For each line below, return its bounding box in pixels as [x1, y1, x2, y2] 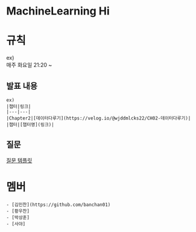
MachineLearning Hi [6, 4, 110, 18]
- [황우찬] [6, 208, 30, 214]
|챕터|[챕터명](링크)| [6, 121, 54, 127]
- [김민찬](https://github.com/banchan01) [6, 201, 111, 208]
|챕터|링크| [6, 103, 31, 109]
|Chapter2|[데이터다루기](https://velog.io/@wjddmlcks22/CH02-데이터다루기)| [6, 115, 191, 121]
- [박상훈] [6, 214, 30, 221]
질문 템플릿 [6, 156, 33, 164]
